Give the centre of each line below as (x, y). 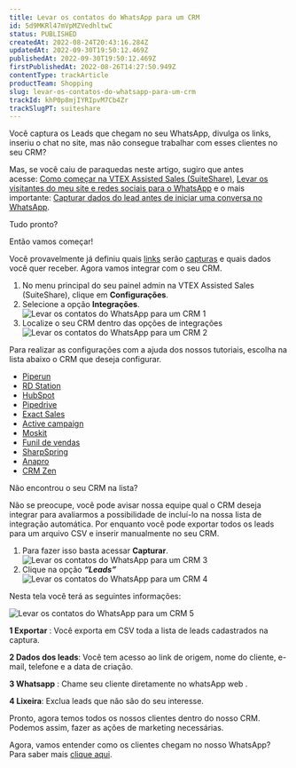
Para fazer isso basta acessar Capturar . (95, 550)
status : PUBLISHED (43, 34)
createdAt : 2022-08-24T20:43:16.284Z (79, 42)
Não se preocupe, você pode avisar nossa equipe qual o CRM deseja (135, 505)
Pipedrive (39, 405)
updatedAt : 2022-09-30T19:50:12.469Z (79, 51)
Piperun (36, 376)
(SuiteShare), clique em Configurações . (95, 295)
